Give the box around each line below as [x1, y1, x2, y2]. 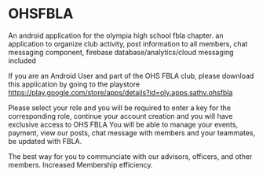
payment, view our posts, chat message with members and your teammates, [8, 127, 256, 138]
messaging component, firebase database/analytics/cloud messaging [8, 47, 234, 57]
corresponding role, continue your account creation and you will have [8, 111, 233, 120]
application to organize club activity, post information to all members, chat [8, 39, 248, 48]
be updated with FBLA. [8, 136, 82, 146]
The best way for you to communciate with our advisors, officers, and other [8, 151, 253, 161]
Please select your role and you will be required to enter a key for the [8, 103, 232, 112]
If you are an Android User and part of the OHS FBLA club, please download [8, 71, 254, 80]
